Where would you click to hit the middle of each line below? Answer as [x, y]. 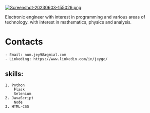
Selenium [23, 94]
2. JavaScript [19, 98]
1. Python [15, 85]
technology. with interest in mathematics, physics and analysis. [68, 22]
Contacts [24, 42]
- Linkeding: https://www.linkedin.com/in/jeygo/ [56, 59]
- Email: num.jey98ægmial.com [36, 55]
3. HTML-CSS [17, 106]
